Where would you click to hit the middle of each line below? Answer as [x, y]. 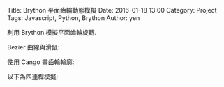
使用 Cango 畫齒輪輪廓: [41, 62]
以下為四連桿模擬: [33, 77]
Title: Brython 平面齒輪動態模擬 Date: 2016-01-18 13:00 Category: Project [112, 10]
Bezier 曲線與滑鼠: [33, 47]
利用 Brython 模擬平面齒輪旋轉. [52, 32]
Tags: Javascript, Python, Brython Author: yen [74, 18]
